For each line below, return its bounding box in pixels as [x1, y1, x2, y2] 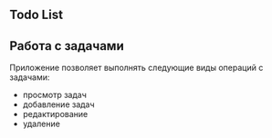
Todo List [9, 7, 64, 23]
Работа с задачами [9, 38, 125, 54]
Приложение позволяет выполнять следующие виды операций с [9, 63, 264, 74]
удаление [22, 118, 61, 130]
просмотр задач [22, 90, 87, 101]
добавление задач [22, 99, 95, 110]
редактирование [22, 109, 89, 120]
